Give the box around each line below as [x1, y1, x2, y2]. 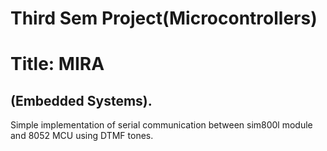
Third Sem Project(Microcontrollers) [10, 7, 318, 30]
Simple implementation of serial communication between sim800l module [10, 119, 313, 131]
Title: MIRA [10, 53, 105, 76]
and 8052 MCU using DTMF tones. [10, 130, 154, 142]
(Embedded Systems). [10, 92, 153, 109]
